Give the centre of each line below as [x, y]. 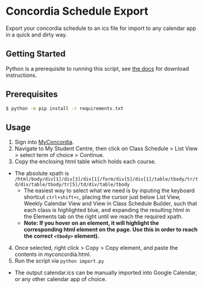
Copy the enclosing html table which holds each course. [85, 162]
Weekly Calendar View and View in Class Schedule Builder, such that [110, 203]
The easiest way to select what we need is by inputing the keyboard [109, 191]
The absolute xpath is [42, 174]
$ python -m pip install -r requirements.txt [64, 108]
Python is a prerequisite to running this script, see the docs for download [97, 68]
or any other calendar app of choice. [60, 279]
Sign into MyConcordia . [44, 142]
